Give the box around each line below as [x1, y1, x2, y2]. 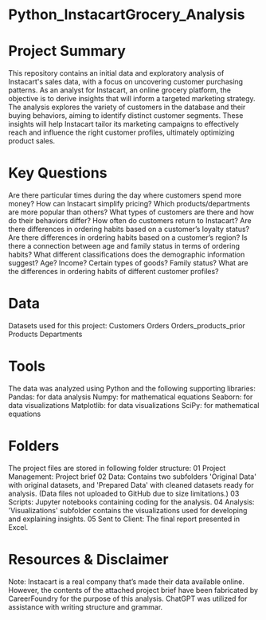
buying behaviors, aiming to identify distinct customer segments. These [8, 111, 244, 120]
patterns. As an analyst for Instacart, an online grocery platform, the [8, 85, 231, 95]
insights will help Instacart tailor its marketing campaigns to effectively [8, 120, 239, 129]
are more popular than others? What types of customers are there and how [8, 207, 255, 217]
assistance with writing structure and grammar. [8, 602, 163, 611]
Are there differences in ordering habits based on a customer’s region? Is [8, 233, 248, 242]
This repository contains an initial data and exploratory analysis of [8, 69, 225, 78]
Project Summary [8, 42, 126, 61]
